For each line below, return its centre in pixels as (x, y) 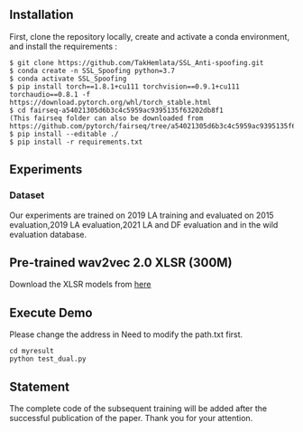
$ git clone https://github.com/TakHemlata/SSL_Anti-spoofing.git (137, 62)
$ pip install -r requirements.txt (76, 142)
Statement (40, 386)
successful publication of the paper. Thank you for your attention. (131, 418)
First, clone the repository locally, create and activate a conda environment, (150, 36)
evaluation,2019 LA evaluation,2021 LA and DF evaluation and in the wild (144, 224)
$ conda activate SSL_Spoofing (68, 79)
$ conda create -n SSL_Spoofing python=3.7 (92, 70)
